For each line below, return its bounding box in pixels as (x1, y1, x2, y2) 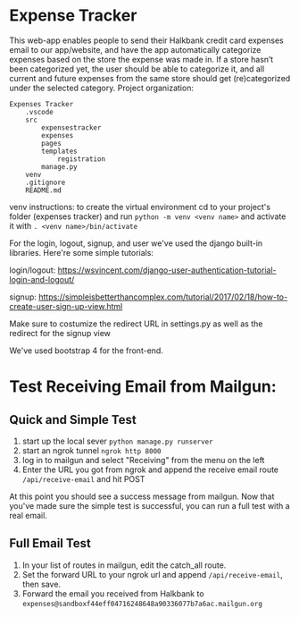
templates (41, 147, 78, 156)
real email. (9, 510, 47, 520)
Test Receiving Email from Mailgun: (9, 376, 277, 397)
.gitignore (25, 178, 66, 187)
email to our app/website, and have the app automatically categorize (9, 44, 262, 55)
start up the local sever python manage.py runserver (21, 435, 213, 446)
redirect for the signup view (9, 327, 112, 338)
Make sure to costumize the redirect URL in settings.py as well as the (9, 318, 263, 329)
